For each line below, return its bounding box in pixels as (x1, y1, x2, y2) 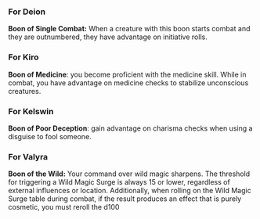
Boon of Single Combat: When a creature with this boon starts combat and (8, 24, 251, 34)
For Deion (8, 6, 45, 17)
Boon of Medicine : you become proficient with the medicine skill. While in (8, 70, 247, 79)
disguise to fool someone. (8, 131, 92, 141)
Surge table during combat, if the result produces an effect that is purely (8, 194, 242, 203)
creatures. (8, 86, 42, 95)
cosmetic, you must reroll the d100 (8, 203, 120, 212)
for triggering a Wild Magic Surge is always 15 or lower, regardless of (8, 178, 231, 187)
